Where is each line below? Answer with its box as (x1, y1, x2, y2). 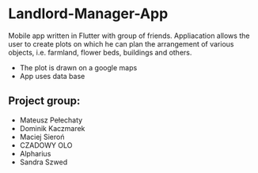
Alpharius (19, 149, 51, 158)
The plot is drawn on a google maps (19, 62, 138, 72)
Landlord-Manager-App (8, 5, 169, 23)
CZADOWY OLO (19, 140, 73, 150)
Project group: (8, 94, 81, 107)
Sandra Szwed (19, 157, 68, 167)
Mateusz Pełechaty (19, 115, 83, 125)
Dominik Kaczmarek (19, 123, 85, 133)
